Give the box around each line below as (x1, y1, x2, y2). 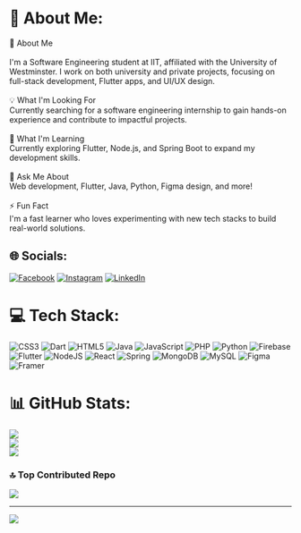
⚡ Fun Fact (9, 200, 49, 211)
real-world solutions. (9, 223, 86, 233)
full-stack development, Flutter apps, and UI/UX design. (9, 75, 215, 86)
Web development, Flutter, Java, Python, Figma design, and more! (9, 181, 254, 191)
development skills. (9, 152, 81, 163)
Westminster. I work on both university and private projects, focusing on (9, 66, 275, 77)
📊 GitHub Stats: (9, 393, 132, 413)
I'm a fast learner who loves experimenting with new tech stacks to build (9, 213, 277, 224)
